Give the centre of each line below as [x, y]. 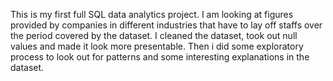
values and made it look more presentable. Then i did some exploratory [157, 46]
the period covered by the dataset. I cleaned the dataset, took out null [154, 35]
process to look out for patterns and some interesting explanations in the [160, 57]
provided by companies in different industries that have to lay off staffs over [166, 25]
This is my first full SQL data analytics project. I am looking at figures [152, 14]
